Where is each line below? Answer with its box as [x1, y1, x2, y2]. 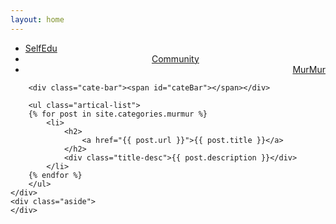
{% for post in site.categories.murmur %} [28, 109, 208, 119]
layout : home [10, 14, 65, 25]
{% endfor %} [28, 170, 83, 180]
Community [151, 52, 200, 65]
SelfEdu [24, 42, 58, 54]
